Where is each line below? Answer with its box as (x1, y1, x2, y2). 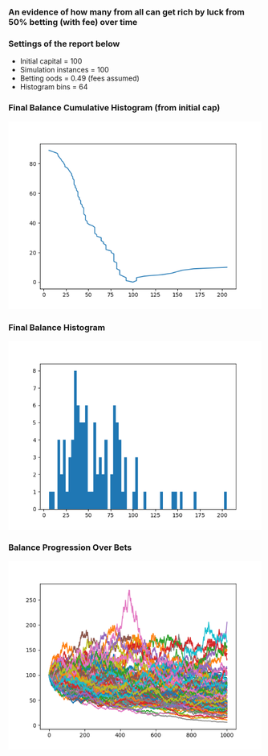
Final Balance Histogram (8, 322, 106, 333)
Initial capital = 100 (19, 56, 83, 66)
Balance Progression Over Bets (8, 542, 132, 553)
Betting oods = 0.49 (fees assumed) (19, 73, 140, 83)
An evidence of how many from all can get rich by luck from (8, 6, 245, 18)
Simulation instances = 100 (19, 65, 110, 75)
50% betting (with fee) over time (8, 16, 138, 27)
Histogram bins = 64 (19, 82, 88, 92)
